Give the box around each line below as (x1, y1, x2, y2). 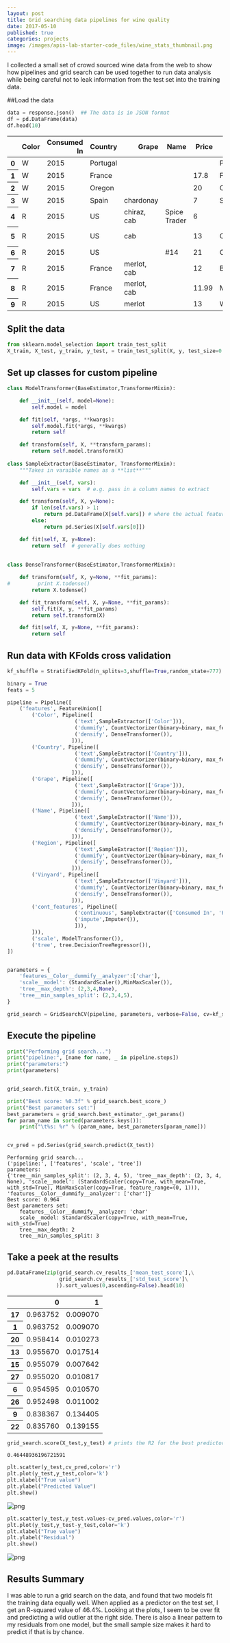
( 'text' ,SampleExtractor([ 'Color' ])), (74, 718, 186, 725)
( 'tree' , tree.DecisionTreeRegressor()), (31, 942, 152, 949)
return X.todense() (31, 587, 88, 593)
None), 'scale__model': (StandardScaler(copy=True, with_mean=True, (7, 1179, 207, 1186)
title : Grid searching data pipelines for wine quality (7, 16, 170, 23)
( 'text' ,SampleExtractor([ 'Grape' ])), (74, 782, 186, 789)
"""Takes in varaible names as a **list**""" (19, 466, 152, 474)
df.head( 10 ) (7, 122, 41, 129)
